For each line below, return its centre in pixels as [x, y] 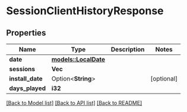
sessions [22, 69]
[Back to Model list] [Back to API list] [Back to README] [74, 103]
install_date [26, 79]
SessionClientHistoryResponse [85, 11]
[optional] [164, 79]
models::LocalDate [78, 59]
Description [128, 49]
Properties [26, 33]
